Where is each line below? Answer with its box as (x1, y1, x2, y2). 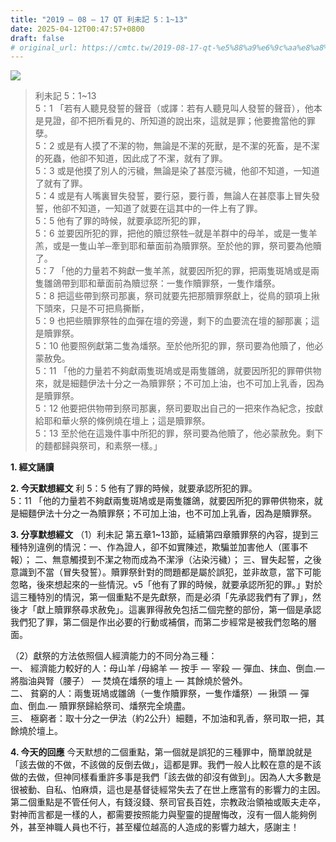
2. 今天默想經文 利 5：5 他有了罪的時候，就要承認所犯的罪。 (10, 482, 258, 495)
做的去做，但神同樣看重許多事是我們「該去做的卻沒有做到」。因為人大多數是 (10, 771, 322, 783)
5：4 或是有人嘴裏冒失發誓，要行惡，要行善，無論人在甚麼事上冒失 (34, 190, 312, 202)
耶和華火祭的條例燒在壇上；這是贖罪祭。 (43, 415, 211, 427)
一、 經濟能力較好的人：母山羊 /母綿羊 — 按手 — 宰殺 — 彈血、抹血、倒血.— (10, 662, 325, 675)
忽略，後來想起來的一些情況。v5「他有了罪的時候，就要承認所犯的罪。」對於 (10, 579, 323, 591)
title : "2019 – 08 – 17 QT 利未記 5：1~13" (10, 14, 188, 25)
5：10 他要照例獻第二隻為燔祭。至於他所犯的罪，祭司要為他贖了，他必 (34, 340, 324, 352)
